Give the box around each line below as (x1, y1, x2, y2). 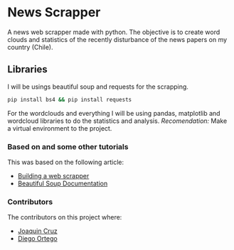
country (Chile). (7, 43, 53, 51)
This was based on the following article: (7, 158, 124, 166)
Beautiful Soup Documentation (17, 179, 108, 187)
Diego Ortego (17, 234, 58, 243)
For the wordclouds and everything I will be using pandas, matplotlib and (7, 109, 220, 117)
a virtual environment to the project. (7, 124, 112, 132)
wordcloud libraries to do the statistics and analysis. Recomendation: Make (7, 116, 228, 125)
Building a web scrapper (17, 171, 90, 180)
